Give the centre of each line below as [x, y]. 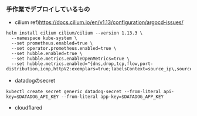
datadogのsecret [35, 81]
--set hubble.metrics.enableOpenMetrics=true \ [71, 59]
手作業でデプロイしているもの [48, 9]
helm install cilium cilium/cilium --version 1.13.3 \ [74, 33]
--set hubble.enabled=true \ [47, 54]
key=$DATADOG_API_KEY [33, 97]
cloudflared [28, 108]
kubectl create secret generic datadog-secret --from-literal [84, 92]
